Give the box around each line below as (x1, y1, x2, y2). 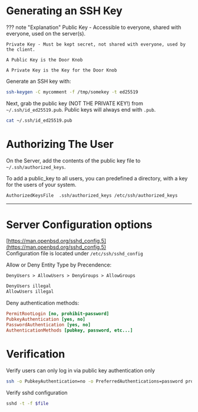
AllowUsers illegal (6, 288, 54, 295)
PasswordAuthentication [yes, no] (6, 322, 91, 327)
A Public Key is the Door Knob (6, 57, 83, 63)
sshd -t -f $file (6, 400, 49, 406)
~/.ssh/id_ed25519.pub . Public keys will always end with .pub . (6, 106, 156, 113)
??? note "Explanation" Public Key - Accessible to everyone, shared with (6, 24, 181, 31)
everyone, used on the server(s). (6, 30, 86, 37)
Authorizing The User (6, 137, 114, 151)
